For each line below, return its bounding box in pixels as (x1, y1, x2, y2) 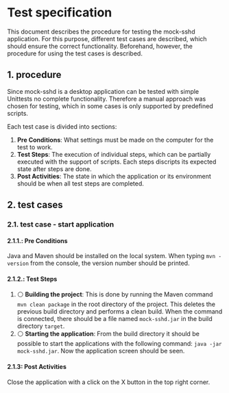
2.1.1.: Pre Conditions (7, 236, 68, 244)
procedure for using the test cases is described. (7, 49, 143, 58)
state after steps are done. (16, 164, 92, 173)
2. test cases (7, 199, 63, 211)
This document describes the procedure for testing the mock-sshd (7, 27, 195, 36)
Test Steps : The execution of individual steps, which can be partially (16, 150, 211, 158)
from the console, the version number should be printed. (30, 259, 190, 268)
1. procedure (7, 69, 62, 81)
